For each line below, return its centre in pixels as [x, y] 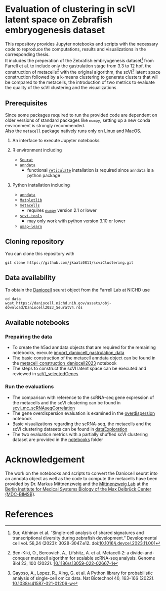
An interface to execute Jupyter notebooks [56, 141]
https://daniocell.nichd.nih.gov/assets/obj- [64, 303]
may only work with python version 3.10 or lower [76, 221]
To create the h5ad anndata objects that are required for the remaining [84, 347]
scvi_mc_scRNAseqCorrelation [43, 408]
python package [44, 175]
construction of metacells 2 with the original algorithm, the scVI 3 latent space [83, 71]
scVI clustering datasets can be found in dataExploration [70, 429]
